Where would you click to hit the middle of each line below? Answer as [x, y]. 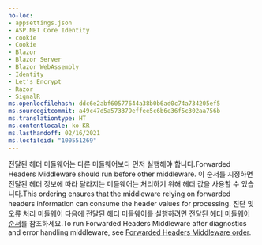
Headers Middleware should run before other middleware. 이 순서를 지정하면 [131, 174]
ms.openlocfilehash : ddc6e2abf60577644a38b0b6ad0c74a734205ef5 [114, 104]
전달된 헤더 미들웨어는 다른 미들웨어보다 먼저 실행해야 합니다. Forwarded [120, 164]
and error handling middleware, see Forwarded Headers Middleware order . [130, 232]
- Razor [21, 89]
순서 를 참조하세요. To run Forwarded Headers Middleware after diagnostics [127, 223]
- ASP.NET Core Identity [49, 30]
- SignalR [24, 96]
